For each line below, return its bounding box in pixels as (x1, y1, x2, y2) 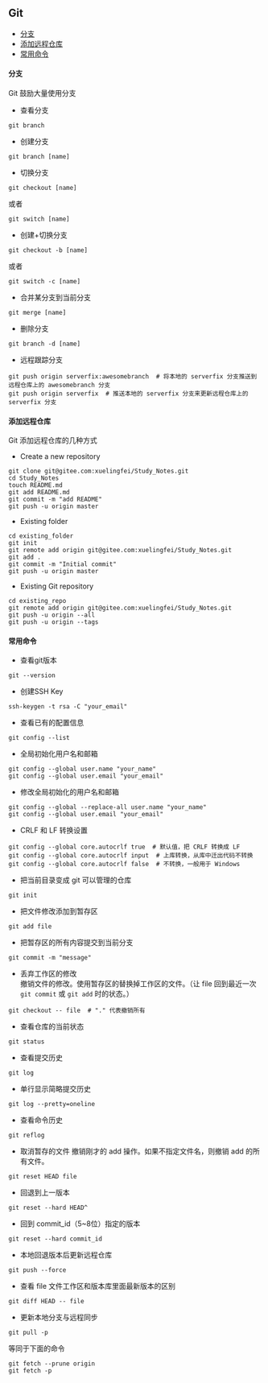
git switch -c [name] (8, 278, 81, 286)
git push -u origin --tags (8, 618, 99, 626)
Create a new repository (19, 452, 101, 461)
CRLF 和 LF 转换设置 (19, 825, 89, 836)
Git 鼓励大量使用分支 (8, 89, 76, 98)
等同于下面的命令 (8, 1344, 65, 1353)
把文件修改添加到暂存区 (19, 906, 98, 916)
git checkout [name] (8, 184, 78, 192)
